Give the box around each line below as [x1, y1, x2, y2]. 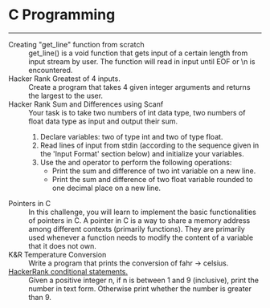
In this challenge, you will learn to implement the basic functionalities [28, 207, 257, 217]
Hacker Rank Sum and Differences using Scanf [8, 99, 164, 109]
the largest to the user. [28, 91, 103, 100]
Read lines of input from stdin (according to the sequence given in [39, 140, 260, 150]
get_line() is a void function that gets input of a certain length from [28, 48, 248, 58]
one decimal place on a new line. [51, 183, 162, 192]
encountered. [28, 65, 73, 75]
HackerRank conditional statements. [8, 266, 129, 276]
